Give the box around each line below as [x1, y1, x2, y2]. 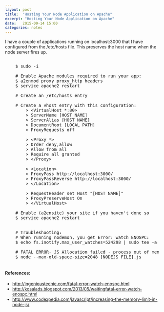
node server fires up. [5, 49, 47, 55]
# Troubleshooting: [15, 230, 62, 235]
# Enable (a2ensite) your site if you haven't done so [15, 210, 150, 216]
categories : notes [5, 25, 42, 30]
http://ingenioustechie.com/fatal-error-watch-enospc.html [12, 281, 130, 287]
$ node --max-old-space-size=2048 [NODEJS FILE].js [15, 254, 142, 260]
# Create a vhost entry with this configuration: [15, 103, 137, 108]
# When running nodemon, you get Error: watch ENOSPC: [15, 235, 150, 240]
